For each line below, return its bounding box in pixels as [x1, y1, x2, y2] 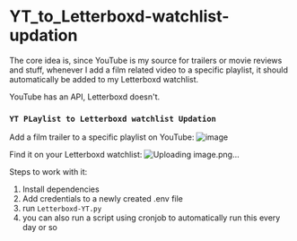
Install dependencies [22, 184, 100, 194]
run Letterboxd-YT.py [22, 203, 102, 214]
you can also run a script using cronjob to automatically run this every [22, 212, 281, 223]
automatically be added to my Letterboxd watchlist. [9, 73, 199, 84]
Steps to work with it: [9, 167, 88, 177]
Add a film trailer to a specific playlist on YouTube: [9, 132, 195, 142]
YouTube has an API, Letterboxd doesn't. [9, 91, 161, 102]
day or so [22, 222, 58, 233]
